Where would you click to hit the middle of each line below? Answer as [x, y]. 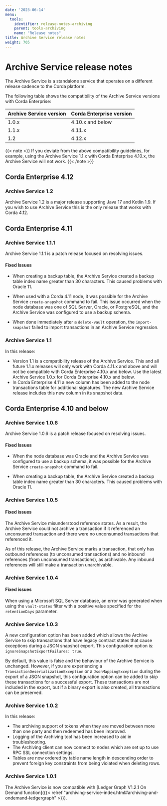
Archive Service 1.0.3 [32, 624]
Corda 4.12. [17, 212]
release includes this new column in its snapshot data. [68, 392]
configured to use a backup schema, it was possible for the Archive [82, 461]
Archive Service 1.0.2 [32, 705]
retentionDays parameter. [32, 611]
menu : [11, 14]
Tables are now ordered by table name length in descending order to [83, 758]
